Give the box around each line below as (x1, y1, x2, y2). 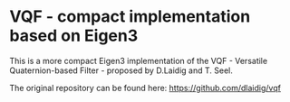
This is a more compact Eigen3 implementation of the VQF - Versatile (9, 55, 268, 66)
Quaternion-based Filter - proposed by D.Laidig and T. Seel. (9, 65, 234, 76)
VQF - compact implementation (9, 6, 251, 27)
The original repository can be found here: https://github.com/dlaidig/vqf (9, 82, 281, 93)
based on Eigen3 (9, 25, 139, 46)
